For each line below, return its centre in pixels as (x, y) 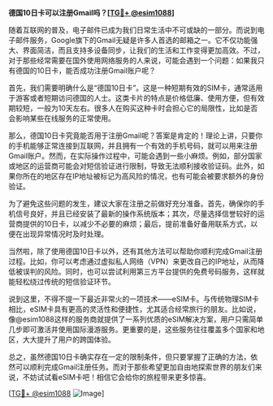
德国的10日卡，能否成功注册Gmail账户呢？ (85, 71)
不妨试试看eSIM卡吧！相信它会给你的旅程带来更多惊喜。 (117, 377)
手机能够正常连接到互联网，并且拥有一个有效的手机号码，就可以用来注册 (136, 146)
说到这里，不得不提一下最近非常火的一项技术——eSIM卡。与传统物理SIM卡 (134, 299)
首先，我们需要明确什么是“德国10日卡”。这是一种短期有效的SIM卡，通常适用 (136, 88)
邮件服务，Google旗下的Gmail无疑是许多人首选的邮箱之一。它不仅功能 (133, 40)
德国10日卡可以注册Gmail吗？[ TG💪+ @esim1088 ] (91, 13)
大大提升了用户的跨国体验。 (69, 339)
